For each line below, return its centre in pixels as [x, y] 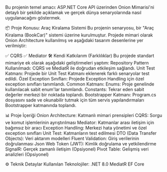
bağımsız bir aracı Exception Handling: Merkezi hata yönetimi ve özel [76, 128]
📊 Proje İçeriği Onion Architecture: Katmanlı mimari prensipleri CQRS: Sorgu [84, 115]
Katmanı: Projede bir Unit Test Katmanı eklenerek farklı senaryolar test [77, 73]
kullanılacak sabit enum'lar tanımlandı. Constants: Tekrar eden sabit [75, 89]
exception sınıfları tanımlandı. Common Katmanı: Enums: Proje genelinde [80, 84]
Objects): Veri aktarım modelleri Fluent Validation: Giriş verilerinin [72, 138]
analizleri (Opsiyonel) [27, 154]
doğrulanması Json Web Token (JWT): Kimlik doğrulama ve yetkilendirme [81, 144]
